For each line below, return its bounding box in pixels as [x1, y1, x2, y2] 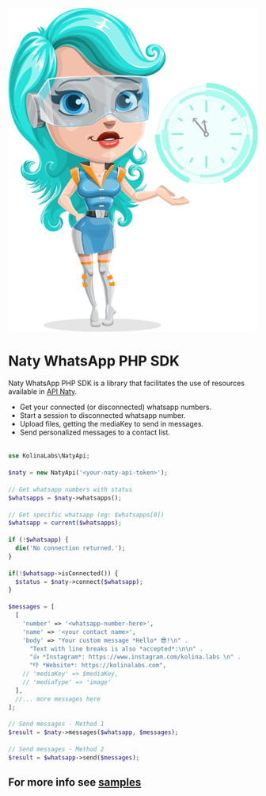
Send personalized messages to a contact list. [19, 427, 170, 437]
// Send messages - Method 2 [8, 745, 104, 754]
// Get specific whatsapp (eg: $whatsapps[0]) [8, 511, 165, 519]
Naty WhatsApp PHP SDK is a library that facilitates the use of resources [8, 378, 245, 388]
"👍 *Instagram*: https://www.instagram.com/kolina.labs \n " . [28, 653, 241, 661]
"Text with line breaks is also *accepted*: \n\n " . [28, 644, 203, 653]
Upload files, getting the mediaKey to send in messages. [19, 419, 204, 428]
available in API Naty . [8, 386, 78, 396]
